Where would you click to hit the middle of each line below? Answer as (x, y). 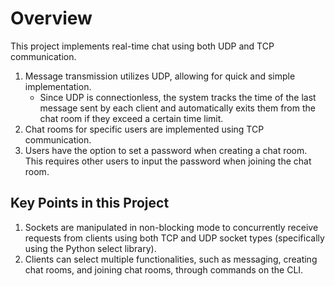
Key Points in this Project (90, 203)
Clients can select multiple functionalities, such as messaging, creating (171, 259)
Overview (51, 18)
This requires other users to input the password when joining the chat (168, 161)
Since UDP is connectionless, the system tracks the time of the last (178, 97)
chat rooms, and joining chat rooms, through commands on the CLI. (164, 269)
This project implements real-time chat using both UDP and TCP (142, 46)
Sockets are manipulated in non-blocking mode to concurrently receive (171, 227)
